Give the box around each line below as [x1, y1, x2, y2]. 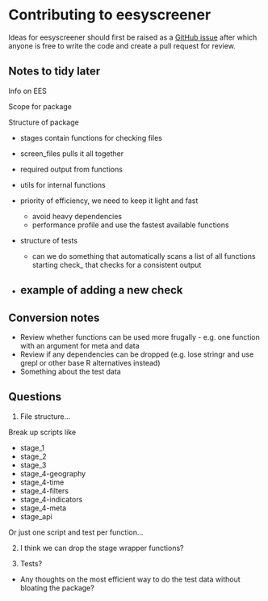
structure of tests [19, 235, 78, 245]
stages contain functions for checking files [19, 133, 163, 142]
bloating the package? [19, 582, 94, 592]
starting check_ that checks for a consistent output [31, 260, 202, 269]
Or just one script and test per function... [8, 527, 144, 537]
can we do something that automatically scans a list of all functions [31, 251, 256, 260]
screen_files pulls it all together [19, 148, 124, 159]
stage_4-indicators [19, 494, 83, 504]
